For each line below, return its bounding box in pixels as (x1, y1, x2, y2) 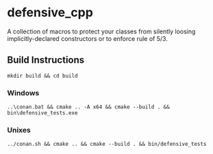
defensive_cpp (7, 5, 94, 20)
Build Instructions (7, 55, 85, 66)
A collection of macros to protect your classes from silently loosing (7, 27, 196, 35)
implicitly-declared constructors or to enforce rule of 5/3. (7, 34, 168, 42)
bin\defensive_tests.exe (7, 110, 78, 117)
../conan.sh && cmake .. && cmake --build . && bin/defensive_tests (7, 141, 207, 148)
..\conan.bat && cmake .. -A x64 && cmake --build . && (7, 104, 170, 110)
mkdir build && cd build (7, 72, 78, 79)
